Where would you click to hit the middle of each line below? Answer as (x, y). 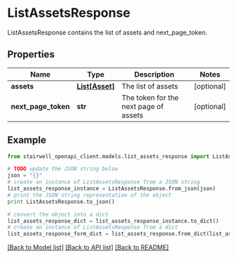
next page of (143, 106)
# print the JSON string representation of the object (90, 195)
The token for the (150, 98)
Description (154, 74)
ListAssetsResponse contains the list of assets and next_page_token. (108, 32)
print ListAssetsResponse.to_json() (61, 202)
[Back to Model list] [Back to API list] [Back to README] (88, 247)
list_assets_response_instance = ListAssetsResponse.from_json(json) (112, 189)
